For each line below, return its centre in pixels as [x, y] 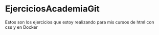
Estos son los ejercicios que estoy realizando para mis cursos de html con [80, 22]
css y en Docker [22, 27]
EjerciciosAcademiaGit [52, 9]
